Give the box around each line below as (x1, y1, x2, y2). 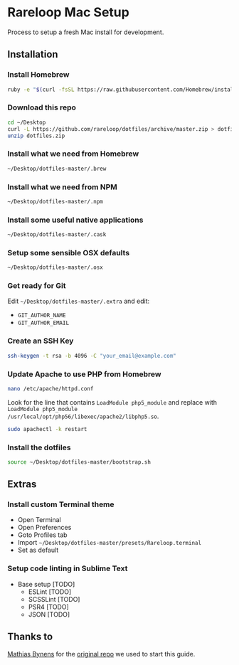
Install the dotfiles (7, 442, 71, 452)
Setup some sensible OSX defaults (7, 248, 130, 257)
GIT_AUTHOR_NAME (17, 312, 66, 319)
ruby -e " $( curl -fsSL (7, 86, 75, 93)
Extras (7, 478, 37, 491)
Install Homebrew (7, 70, 70, 80)
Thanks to (7, 631, 53, 643)
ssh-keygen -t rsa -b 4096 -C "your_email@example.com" (7, 352, 176, 359)
